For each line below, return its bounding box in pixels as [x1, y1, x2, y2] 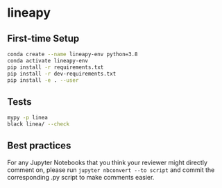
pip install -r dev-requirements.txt [7, 70, 117, 77]
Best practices [7, 140, 71, 152]
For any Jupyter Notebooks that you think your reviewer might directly [7, 158, 208, 166]
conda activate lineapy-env [7, 57, 89, 64]
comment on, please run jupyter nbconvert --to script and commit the [7, 165, 215, 174]
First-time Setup [7, 33, 80, 44]
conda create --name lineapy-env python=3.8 [7, 51, 138, 58]
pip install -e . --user [7, 76, 79, 84]
